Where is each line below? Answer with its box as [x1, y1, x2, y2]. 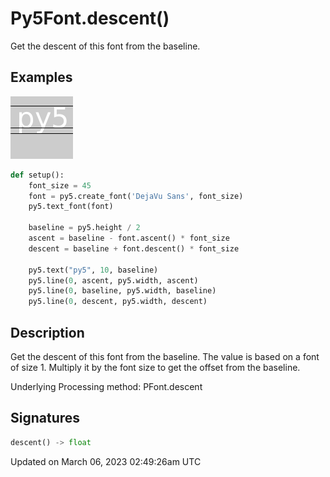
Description [10, 324, 85, 341]
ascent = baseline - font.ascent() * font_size [28, 233, 230, 243]
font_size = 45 [28, 180, 92, 191]
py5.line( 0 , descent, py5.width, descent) [28, 297, 208, 307]
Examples [10, 69, 73, 86]
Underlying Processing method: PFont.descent [10, 380, 203, 392]
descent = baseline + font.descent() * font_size [28, 243, 240, 254]
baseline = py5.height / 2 [28, 223, 141, 233]
